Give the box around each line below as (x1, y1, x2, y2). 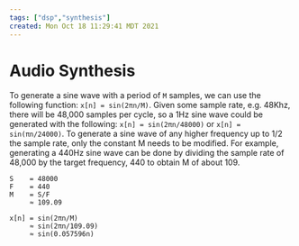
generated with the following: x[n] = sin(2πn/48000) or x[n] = (9, 119, 241, 130)
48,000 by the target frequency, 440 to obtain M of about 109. (9, 157, 240, 168)
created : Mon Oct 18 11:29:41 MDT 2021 (9, 22, 159, 31)
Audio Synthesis (9, 60, 136, 81)
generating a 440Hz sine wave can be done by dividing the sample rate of (9, 148, 285, 159)
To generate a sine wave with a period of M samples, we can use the (9, 90, 261, 101)
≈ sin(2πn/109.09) (29, 222, 99, 231)
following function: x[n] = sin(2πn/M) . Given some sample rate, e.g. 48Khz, (9, 100, 291, 111)
